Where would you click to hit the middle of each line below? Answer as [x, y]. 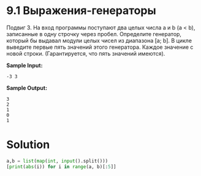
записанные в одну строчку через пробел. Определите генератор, [94, 34]
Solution [28, 145]
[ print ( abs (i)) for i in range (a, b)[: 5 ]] [61, 167]
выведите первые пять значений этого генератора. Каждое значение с [100, 47]
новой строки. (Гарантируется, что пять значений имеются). [86, 53]
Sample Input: [25, 65]
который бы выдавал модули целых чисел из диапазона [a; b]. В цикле [99, 40]
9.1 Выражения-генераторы [81, 11]
